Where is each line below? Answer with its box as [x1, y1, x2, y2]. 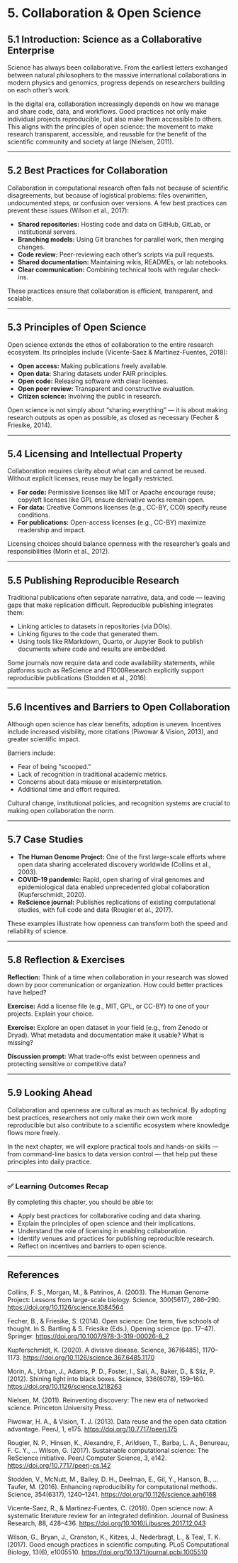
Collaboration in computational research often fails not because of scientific [7, 183, 229, 192]
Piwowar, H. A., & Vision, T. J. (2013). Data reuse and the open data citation [7, 1417, 227, 1426]
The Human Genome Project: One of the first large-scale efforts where [17, 852, 227, 861]
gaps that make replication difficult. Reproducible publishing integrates [7, 601, 214, 609]
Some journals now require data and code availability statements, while [7, 659, 215, 667]
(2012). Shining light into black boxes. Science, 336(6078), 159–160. [7, 1374, 205, 1383]
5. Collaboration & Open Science [7, 5, 202, 21]
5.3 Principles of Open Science [7, 321, 147, 333]
